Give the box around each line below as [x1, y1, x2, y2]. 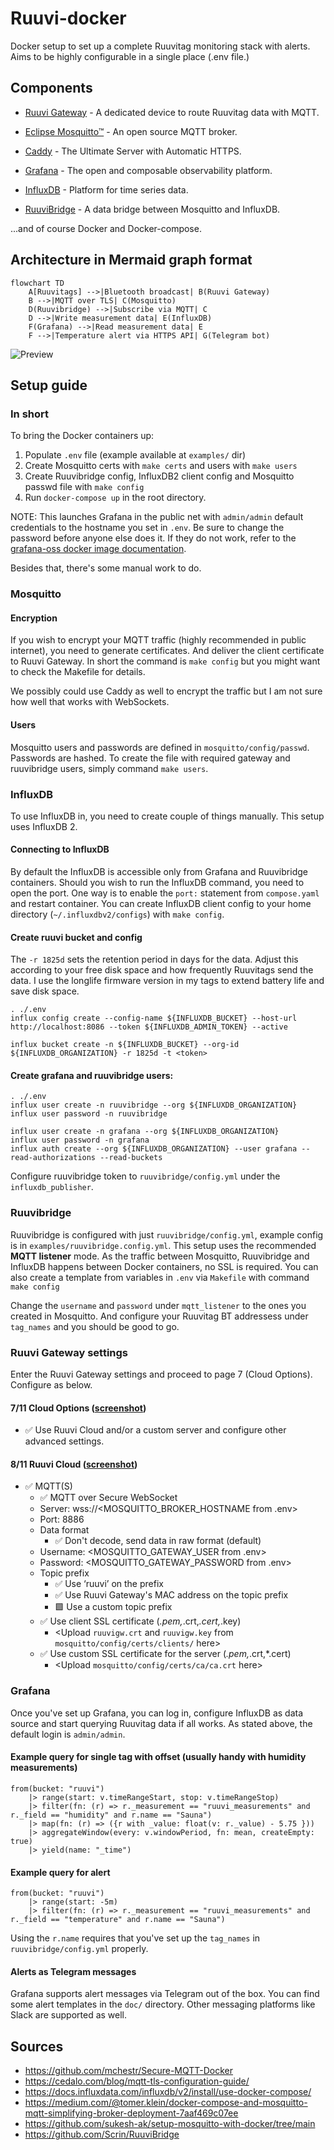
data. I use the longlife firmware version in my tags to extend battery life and [10, 975, 325, 987]
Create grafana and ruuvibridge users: [10, 1069, 174, 1081]
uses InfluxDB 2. [10, 820, 78, 832]
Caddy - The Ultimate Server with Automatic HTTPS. [24, 145, 242, 157]
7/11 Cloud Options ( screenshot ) [10, 1402, 147, 1414]
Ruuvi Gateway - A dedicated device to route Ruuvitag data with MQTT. [24, 106, 320, 118]
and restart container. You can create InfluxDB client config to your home [10, 898, 312, 910]
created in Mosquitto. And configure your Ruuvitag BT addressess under [10, 1310, 309, 1322]
